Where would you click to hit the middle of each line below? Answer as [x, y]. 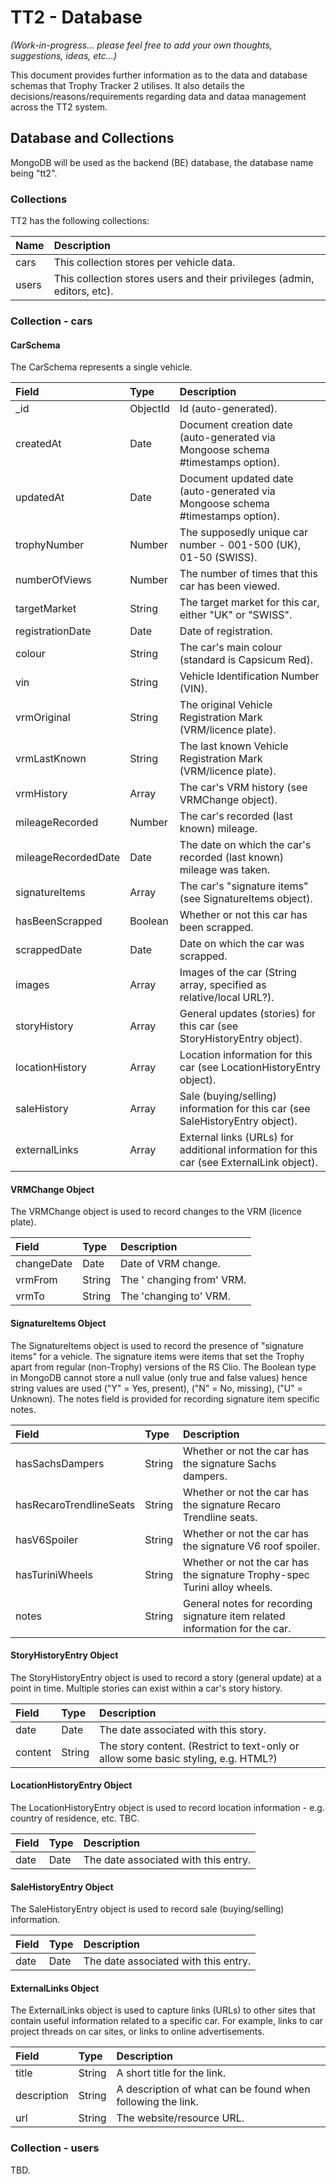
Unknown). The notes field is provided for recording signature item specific [165, 1398]
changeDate [44, 1264]
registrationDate [53, 631]
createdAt [38, 444]
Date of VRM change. [170, 1264]
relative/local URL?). [227, 998]
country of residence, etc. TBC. [75, 1818]
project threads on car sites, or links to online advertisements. [137, 2032]
